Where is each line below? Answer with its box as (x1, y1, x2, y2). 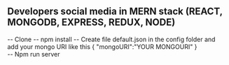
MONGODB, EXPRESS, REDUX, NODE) (7, 17, 176, 29)
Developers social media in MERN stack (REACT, (7, 6, 223, 17)
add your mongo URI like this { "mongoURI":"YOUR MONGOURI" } (7, 42, 197, 51)
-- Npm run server (7, 50, 60, 58)
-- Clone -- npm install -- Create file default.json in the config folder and (7, 35, 216, 43)
